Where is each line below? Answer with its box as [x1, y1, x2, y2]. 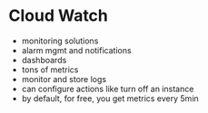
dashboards [21, 54, 67, 65]
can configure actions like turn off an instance [21, 83, 194, 94]
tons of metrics [21, 64, 79, 75]
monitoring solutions [21, 35, 99, 46]
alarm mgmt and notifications [21, 44, 133, 55]
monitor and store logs [21, 73, 106, 84]
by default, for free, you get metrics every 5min [21, 92, 199, 104]
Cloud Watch [8, 5, 108, 26]
